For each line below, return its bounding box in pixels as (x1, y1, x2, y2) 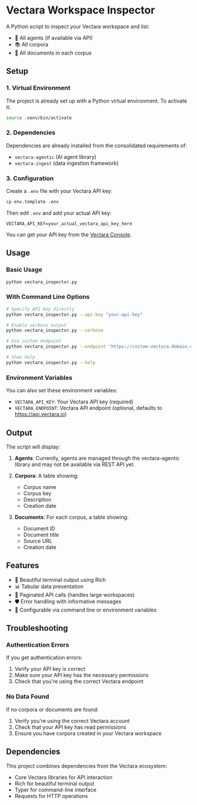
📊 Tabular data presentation (14, 583, 84, 590)
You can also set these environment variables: (6, 387, 118, 394)
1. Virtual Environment (6, 84, 70, 92)
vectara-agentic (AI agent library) (14, 153, 97, 160)
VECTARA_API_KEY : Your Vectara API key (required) (14, 398, 134, 405)
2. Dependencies (6, 128, 56, 137)
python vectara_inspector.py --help (6, 359, 96, 365)
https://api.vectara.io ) (14, 411, 67, 418)
